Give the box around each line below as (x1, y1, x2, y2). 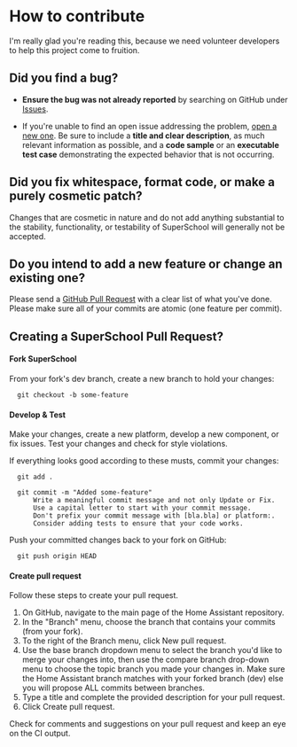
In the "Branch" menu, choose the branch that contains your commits (21, 617, 277, 627)
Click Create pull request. (21, 702, 115, 712)
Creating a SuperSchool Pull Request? (9, 329, 224, 344)
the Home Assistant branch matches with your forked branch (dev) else (21, 673, 284, 684)
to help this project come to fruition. (9, 44, 140, 55)
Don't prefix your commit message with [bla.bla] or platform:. (32, 511, 276, 520)
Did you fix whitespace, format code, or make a (9, 175, 275, 190)
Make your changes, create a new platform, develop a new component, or (9, 429, 279, 440)
